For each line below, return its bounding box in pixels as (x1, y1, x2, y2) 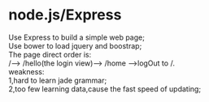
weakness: (8, 66, 45, 76)
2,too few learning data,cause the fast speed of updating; (8, 83, 202, 94)
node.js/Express (8, 6, 122, 24)
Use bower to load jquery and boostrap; (8, 40, 142, 50)
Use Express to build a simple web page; (8, 32, 145, 42)
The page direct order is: (8, 49, 92, 59)
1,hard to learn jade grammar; (8, 75, 107, 85)
